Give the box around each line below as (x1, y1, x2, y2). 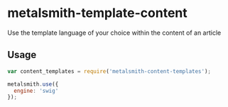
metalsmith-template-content (7, 5, 188, 21)
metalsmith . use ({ (7, 80, 59, 88)
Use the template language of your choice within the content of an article (7, 28, 222, 37)
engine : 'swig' (13, 87, 59, 94)
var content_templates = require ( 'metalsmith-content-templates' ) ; (7, 67, 212, 75)
